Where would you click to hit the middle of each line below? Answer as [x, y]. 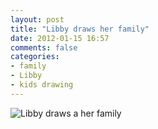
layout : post [37, 19]
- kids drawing [42, 85]
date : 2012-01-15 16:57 [60, 38]
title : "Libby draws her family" [80, 29]
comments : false [44, 47]
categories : [35, 57]
